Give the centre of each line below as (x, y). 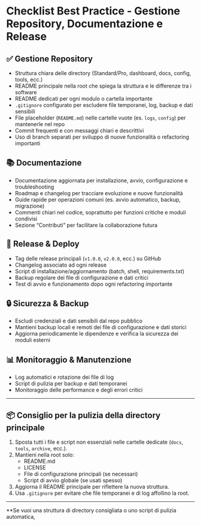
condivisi (26, 219)
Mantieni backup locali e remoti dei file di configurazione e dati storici (100, 327)
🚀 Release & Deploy (43, 244)
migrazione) (30, 206)
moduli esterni (33, 340)
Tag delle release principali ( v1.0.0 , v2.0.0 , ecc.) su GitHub (88, 258)
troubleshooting (34, 187)
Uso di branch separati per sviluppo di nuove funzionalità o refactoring (102, 137)
